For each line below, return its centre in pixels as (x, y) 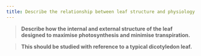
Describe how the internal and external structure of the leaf (97, 29)
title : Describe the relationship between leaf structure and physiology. (102, 12)
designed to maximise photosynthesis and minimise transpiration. (106, 35)
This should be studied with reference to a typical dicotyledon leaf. (107, 46)
